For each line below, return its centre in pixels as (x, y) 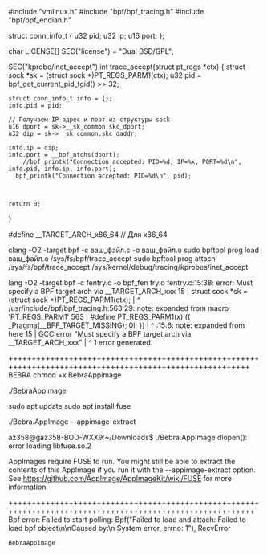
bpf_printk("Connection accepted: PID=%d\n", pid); (104, 176)
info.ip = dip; (34, 148)
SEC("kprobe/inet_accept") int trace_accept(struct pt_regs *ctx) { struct (127, 67)
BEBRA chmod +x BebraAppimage (65, 375)
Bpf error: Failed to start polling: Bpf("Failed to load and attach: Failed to (127, 520)
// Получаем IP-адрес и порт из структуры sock (89, 120)
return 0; (25, 204)
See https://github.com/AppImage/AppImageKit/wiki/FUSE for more (120, 478)
